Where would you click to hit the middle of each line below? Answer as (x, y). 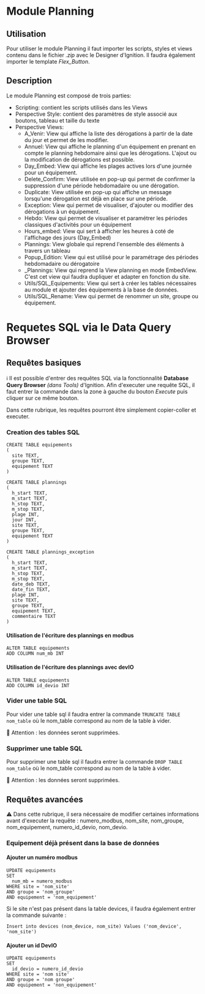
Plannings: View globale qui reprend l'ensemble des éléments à (104, 244)
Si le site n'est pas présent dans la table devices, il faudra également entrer (101, 909)
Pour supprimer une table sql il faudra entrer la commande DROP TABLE (94, 762)
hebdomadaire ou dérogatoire (62, 263)
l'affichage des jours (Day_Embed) (68, 238)
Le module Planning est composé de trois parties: (69, 96)
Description (29, 81)
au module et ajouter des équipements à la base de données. (101, 290)
